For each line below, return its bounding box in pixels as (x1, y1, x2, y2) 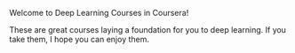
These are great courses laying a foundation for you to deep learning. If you (9, 25, 287, 34)
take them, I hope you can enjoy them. (9, 34, 149, 44)
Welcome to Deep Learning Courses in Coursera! (9, 8, 189, 18)
